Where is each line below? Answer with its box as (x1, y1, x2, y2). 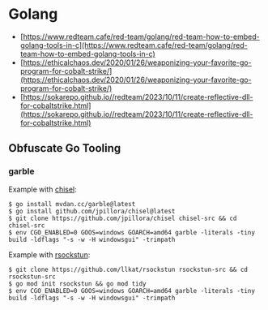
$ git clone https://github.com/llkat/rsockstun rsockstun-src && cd (8, 265, 249, 273)
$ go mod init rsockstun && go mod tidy (8, 279, 147, 288)
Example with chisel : (8, 184, 77, 194)
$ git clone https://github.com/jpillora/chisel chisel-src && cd (8, 214, 237, 222)
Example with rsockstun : (8, 249, 91, 260)
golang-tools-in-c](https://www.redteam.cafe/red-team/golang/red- (19, 40, 249, 50)
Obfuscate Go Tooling (8, 141, 121, 155)
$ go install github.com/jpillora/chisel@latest (8, 207, 176, 215)
